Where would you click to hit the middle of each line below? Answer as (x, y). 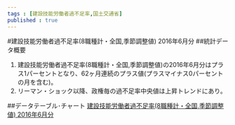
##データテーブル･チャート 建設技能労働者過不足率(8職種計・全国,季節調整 (116, 105)
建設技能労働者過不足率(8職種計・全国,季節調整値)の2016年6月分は (114, 64)
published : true (33, 20)
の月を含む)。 (37, 82)
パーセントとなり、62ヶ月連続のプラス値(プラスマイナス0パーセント (125, 73)
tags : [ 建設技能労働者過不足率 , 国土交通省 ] (65, 14)
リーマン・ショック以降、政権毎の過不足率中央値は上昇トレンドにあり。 (122, 91)
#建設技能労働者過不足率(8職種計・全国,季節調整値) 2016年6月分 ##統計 (112, 41)
